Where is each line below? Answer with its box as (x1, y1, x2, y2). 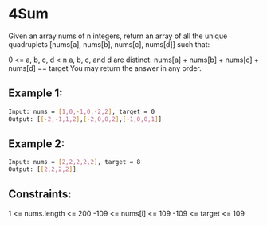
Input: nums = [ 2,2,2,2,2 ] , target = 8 (8, 158, 141, 166)
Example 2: (8, 137, 65, 150)
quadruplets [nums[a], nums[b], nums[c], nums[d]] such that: (8, 39, 210, 49)
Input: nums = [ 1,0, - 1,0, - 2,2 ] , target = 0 (8, 107, 155, 115)
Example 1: (8, 87, 63, 100)
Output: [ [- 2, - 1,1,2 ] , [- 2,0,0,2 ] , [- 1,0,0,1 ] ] (8, 115, 163, 123)
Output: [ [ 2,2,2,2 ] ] (8, 166, 77, 173)
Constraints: (8, 188, 72, 201)
